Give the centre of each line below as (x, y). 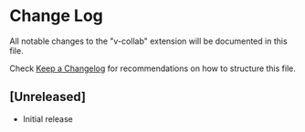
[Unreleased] (48, 97)
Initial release (47, 118)
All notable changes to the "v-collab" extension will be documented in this (148, 41)
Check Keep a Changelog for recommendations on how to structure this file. (153, 68)
